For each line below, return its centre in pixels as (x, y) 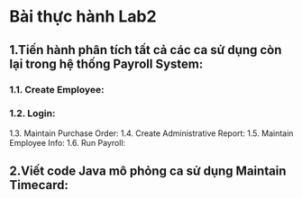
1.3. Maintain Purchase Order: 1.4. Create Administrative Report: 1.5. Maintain (151, 133)
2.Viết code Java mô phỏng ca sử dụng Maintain (148, 172)
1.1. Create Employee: (57, 89)
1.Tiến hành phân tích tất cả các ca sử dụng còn (146, 50)
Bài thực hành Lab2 (83, 17)
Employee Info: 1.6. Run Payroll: (68, 142)
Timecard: (39, 185)
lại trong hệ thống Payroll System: (106, 63)
